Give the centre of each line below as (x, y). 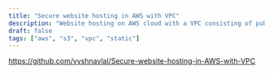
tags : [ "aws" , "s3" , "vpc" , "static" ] (74, 38)
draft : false (30, 31)
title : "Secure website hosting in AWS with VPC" (94, 16)
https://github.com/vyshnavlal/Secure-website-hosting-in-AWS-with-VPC (132, 61)
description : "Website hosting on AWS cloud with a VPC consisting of (130, 23)
